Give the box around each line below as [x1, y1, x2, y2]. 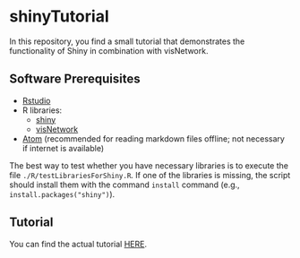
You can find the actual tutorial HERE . [9, 238, 148, 249]
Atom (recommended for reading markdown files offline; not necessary [21, 133, 285, 144]
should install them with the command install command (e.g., [9, 179, 240, 190]
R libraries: [21, 105, 63, 116]
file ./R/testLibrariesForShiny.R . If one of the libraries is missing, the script [9, 169, 291, 180]
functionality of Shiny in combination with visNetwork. [9, 45, 209, 56]
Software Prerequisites [9, 72, 141, 87]
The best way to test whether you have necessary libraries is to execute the [9, 159, 289, 171]
